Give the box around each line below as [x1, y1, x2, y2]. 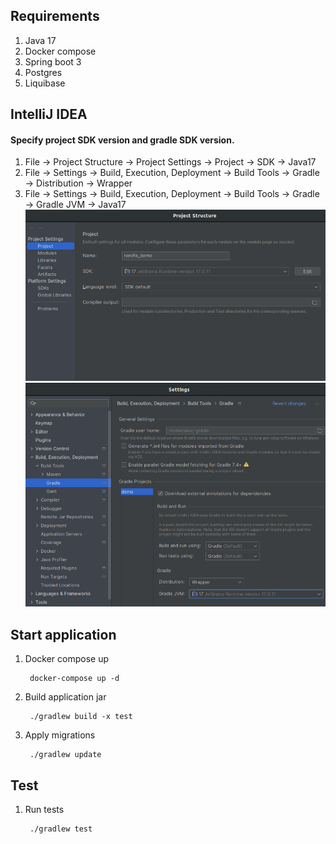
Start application [10, 626, 117, 643]
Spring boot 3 [24, 55, 82, 68]
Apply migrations [24, 729, 96, 741]
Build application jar [24, 691, 107, 703]
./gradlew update [29, 750, 102, 760]
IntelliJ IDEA [10, 106, 88, 123]
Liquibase [24, 77, 66, 89]
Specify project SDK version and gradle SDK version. [10, 134, 235, 146]
